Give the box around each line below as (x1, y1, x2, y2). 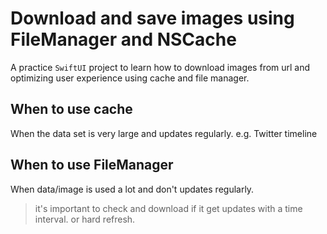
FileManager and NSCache (10, 28, 237, 51)
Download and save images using (10, 7, 295, 30)
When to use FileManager (10, 157, 174, 174)
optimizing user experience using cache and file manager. (10, 72, 250, 84)
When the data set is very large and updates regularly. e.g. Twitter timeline (10, 127, 318, 139)
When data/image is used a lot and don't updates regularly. (10, 183, 255, 195)
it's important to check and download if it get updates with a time (34, 202, 303, 214)
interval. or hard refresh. (34, 213, 136, 225)
